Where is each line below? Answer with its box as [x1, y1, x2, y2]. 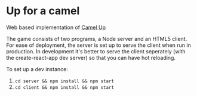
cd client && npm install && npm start [14, 84, 115, 90]
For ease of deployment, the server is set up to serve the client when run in [6, 41, 191, 49]
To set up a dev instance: [6, 65, 69, 72]
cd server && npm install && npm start [14, 78, 115, 84]
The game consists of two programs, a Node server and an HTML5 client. [6, 35, 187, 42]
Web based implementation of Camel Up [6, 24, 106, 31]
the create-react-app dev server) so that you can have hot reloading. [6, 54, 176, 61]
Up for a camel [6, 4, 80, 18]
